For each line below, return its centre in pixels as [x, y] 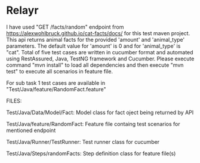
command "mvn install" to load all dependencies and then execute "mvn [95, 65]
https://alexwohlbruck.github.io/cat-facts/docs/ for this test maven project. [98, 33]
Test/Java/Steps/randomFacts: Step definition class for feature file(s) [91, 153]
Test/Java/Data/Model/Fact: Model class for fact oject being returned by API [100, 112]
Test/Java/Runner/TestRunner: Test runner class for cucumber [83, 142]
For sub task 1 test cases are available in [56, 83]
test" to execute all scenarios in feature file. [60, 71]
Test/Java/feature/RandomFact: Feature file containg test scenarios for [93, 124]
